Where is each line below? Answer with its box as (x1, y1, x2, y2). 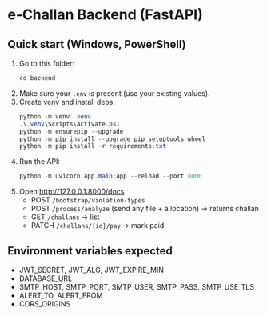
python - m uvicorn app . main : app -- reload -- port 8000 (18, 172, 203, 181)
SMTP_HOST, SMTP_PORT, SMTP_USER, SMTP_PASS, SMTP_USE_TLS (18, 282, 255, 291)
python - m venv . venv (18, 112, 92, 121)
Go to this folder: (18, 58, 75, 68)
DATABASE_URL (18, 274, 73, 283)
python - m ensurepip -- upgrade (18, 127, 124, 135)
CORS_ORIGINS (18, 298, 71, 309)
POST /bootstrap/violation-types (30, 195, 145, 205)
